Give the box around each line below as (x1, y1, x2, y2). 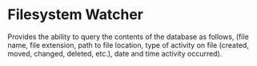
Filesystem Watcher (7, 6, 144, 24)
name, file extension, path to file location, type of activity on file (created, (7, 40, 249, 49)
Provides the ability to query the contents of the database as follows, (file (7, 32, 249, 41)
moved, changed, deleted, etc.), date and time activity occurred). (7, 49, 223, 58)
